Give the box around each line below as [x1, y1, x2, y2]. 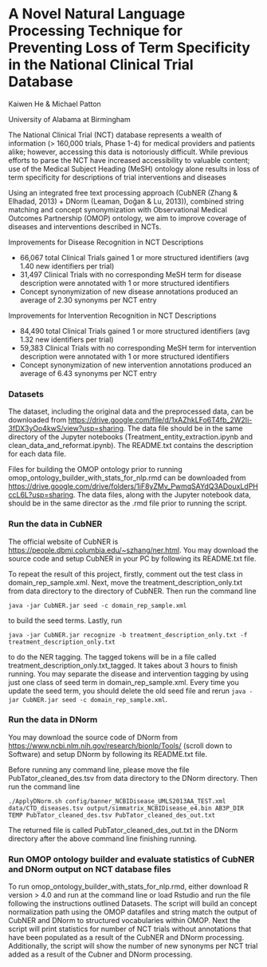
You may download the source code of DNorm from [8, 732, 178, 742]
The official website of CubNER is [8, 537, 119, 546]
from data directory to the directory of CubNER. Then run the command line [8, 586, 257, 596]
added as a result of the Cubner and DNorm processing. [8, 949, 193, 959]
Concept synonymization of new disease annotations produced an [19, 287, 238, 296]
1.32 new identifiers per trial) [19, 335, 114, 344]
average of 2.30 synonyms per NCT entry [19, 295, 157, 304]
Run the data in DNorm [8, 714, 98, 725]
